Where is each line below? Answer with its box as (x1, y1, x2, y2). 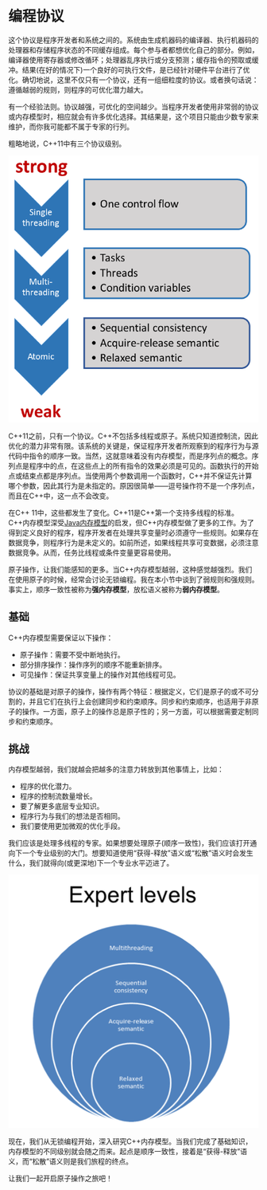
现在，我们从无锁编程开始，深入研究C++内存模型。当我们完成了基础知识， (8, 1137, 253, 1146)
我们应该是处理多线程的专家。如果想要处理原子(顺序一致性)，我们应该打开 (8, 838, 250, 848)
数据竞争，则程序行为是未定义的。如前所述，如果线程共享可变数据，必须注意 (8, 537, 259, 547)
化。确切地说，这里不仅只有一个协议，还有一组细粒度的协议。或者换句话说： (8, 75, 259, 84)
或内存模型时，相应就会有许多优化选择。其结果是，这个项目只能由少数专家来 (8, 112, 259, 121)
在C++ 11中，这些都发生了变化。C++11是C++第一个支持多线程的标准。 (8, 508, 238, 517)
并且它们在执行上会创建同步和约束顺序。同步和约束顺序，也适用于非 (29, 697, 252, 706)
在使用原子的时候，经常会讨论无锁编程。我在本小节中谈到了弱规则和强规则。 (8, 575, 259, 584)
